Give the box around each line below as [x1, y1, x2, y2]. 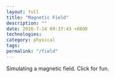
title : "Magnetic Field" [6, 15, 69, 21]
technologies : [6, 31, 42, 37]
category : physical [6, 37, 56, 43]
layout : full [6, 8, 39, 15]
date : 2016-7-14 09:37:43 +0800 [6, 25, 88, 32]
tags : [6, 43, 20, 49]
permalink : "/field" [6, 48, 59, 54]
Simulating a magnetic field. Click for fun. [6, 65, 110, 72]
